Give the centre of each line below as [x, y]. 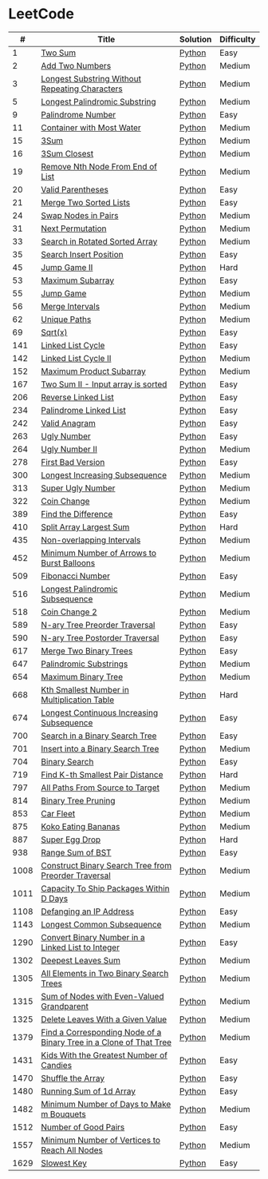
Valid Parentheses [75, 189]
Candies [57, 1065]
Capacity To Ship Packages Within [105, 888]
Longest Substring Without [91, 78]
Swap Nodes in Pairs [80, 215]
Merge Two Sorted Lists [86, 202]
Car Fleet [58, 813]
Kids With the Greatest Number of [104, 1055]
